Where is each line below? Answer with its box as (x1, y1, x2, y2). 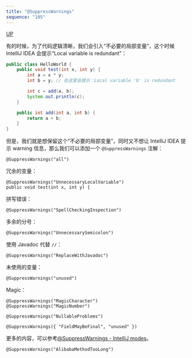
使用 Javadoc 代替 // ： (6, 241, 63, 248)
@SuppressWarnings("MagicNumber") (6, 303, 91, 309)
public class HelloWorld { (6, 61, 72, 67)
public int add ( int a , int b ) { (16, 110, 95, 116)
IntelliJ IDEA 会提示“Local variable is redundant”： (6, 49, 127, 56)
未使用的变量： (6, 264, 42, 271)
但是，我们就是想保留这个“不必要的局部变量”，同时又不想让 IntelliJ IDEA (6, 137, 180, 144)
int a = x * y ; (27, 72, 64, 78)
